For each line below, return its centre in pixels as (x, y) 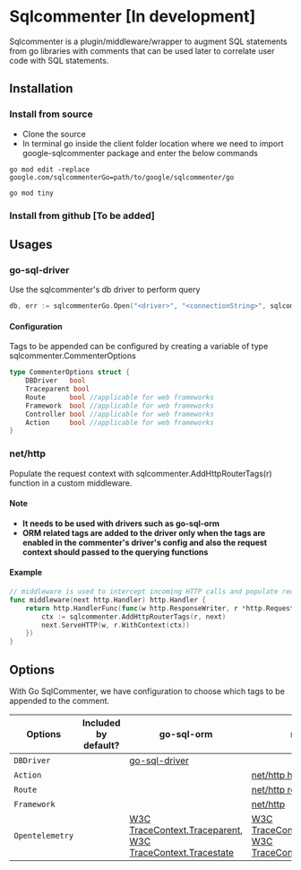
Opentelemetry (44, 835)
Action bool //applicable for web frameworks (120, 422)
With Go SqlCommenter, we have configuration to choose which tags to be (147, 691)
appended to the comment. (60, 700)
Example (26, 573)
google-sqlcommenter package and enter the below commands (140, 153)
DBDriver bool (56, 381)
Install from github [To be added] (82, 215)
